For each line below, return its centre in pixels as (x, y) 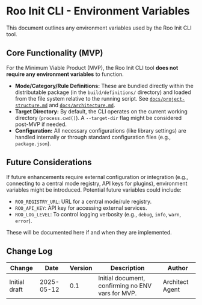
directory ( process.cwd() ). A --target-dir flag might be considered (98, 118)
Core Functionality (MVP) (55, 53)
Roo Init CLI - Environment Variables (98, 11)
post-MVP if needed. (41, 124)
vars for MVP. (118, 294)
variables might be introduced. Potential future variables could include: (94, 190)
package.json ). (33, 143)
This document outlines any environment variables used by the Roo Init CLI (99, 28)
